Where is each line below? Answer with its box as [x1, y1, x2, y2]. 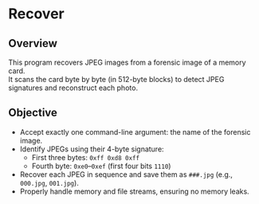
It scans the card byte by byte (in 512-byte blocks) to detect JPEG [8, 75, 225, 84]
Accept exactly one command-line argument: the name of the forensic [19, 127, 251, 136]
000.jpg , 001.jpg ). [19, 178, 80, 187]
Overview [8, 37, 58, 50]
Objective [8, 106, 58, 120]
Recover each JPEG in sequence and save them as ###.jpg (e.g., [19, 169, 233, 179]
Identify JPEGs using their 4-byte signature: [19, 144, 165, 154]
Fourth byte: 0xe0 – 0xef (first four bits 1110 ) [31, 161, 171, 171]
